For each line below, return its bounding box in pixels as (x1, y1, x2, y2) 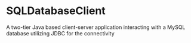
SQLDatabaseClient (6, 4, 106, 18)
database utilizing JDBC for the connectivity (6, 29, 115, 37)
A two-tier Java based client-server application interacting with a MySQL (6, 24, 186, 31)
